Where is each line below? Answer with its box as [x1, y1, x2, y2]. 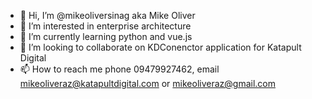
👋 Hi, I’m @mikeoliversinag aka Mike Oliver [19, 10, 196, 21]
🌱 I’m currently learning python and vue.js [19, 31, 193, 42]
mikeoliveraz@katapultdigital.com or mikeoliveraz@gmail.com [19, 78, 277, 89]
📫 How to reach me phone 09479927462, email [19, 63, 220, 75]
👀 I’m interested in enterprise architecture [19, 20, 192, 32]
